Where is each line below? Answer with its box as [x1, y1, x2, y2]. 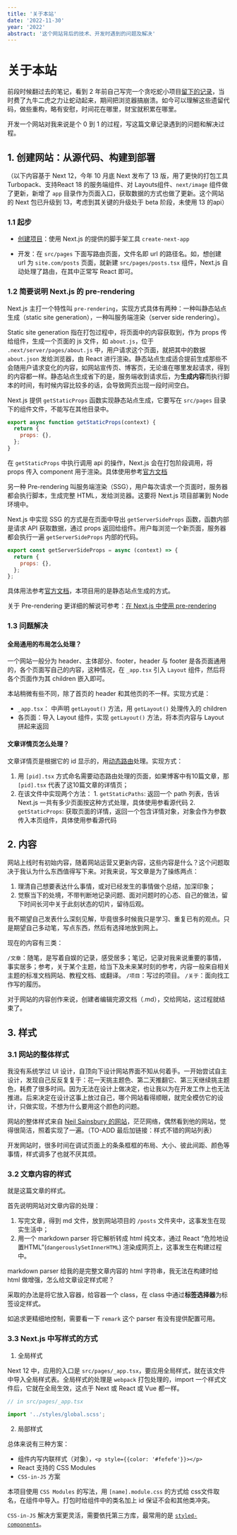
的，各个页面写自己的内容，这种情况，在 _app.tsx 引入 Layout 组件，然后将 [7, 666, 226, 674]
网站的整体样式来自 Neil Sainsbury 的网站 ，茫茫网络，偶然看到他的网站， [7, 1117, 220, 1126]
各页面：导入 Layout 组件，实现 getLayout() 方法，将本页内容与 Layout [17, 714, 224, 722]
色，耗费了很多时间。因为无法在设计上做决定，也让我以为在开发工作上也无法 [7, 1085, 230, 1093]
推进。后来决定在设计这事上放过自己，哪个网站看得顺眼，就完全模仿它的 [7, 1093, 217, 1102]
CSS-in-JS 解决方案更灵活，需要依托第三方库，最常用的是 [7, 1511, 174, 1519]
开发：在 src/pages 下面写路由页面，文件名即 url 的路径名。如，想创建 [17, 250, 222, 258]
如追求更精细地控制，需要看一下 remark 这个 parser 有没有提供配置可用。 [7, 1314, 219, 1323]
